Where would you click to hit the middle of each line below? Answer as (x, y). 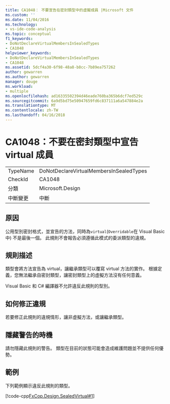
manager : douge (22, 82)
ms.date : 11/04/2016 (27, 20)
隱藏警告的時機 (29, 335)
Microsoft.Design (60, 188)
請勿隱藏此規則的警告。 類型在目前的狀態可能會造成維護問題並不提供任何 (82, 348)
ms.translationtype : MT (31, 106)
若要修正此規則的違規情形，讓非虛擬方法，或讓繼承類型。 (66, 317)
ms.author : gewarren (27, 77)
